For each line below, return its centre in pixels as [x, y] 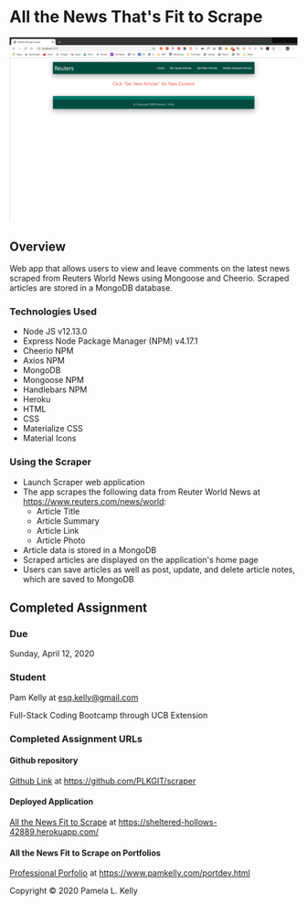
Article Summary [68, 521]
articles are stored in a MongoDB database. [91, 288]
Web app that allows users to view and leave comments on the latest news [150, 269]
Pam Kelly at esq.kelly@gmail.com [74, 697]
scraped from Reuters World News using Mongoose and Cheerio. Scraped [149, 278]
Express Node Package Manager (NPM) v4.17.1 [110, 341]
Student [28, 677]
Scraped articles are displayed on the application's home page [140, 559]
